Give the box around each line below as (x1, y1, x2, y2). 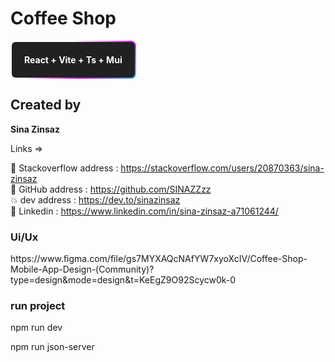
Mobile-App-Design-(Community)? (10, 263, 155, 276)
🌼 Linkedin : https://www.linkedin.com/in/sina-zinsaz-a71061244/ (10, 205, 279, 217)
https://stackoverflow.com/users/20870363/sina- (120, 162, 325, 174)
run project (10, 298, 66, 312)
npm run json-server (10, 341, 95, 353)
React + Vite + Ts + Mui (24, 53, 123, 66)
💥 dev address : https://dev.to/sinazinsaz (10, 193, 181, 206)
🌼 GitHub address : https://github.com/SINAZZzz (10, 183, 212, 195)
